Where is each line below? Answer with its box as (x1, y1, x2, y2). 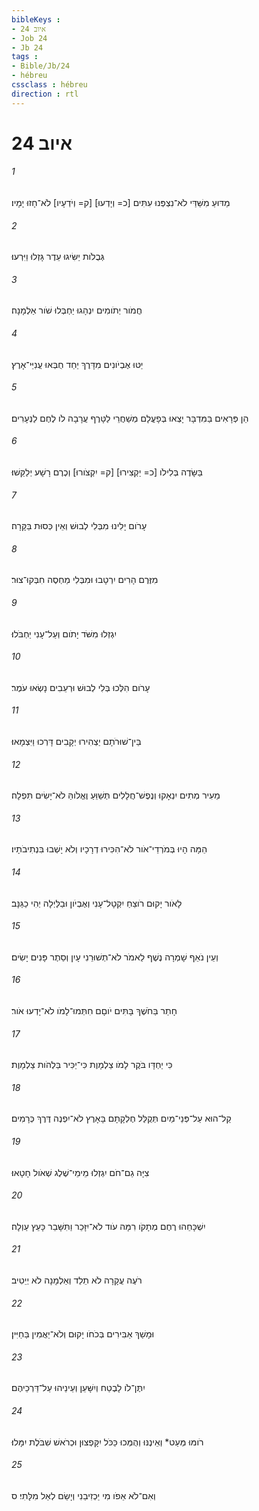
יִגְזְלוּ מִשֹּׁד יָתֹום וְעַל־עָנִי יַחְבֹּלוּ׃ (11, 627, 118, 640)
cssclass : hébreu (11, 80, 88, 90)
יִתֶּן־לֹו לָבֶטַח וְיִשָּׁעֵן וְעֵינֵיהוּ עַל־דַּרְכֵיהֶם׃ (11, 1382, 146, 1394)
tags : (11, 52, 39, 62)
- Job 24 (11, 33, 48, 43)
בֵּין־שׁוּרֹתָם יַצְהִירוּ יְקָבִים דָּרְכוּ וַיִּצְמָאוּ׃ (11, 736, 142, 748)
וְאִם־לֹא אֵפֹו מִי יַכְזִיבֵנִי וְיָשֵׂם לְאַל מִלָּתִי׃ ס (11, 1489, 156, 1501)
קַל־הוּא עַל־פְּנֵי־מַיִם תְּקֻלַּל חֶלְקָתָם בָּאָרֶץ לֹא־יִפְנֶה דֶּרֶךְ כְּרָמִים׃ (11, 1112, 232, 1125)
